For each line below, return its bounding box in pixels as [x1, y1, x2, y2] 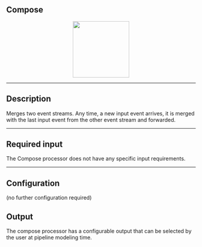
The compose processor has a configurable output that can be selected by [6, 228, 192, 235]
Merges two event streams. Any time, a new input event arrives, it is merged [6, 109, 195, 117]
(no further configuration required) [6, 194, 92, 201]
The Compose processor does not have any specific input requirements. [6, 155, 186, 162]
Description [6, 94, 51, 104]
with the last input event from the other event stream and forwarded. [6, 116, 176, 123]
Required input [6, 139, 63, 150]
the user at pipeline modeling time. [6, 234, 92, 241]
